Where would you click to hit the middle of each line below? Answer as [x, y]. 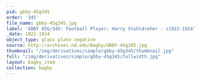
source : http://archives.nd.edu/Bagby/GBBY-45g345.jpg [77, 46]
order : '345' [23, 17]
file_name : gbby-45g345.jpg [42, 23]
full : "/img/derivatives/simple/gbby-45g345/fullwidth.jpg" [84, 57]
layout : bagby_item [31, 62]
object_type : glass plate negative [51, 40]
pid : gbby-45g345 [28, 12]
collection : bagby [29, 68]
